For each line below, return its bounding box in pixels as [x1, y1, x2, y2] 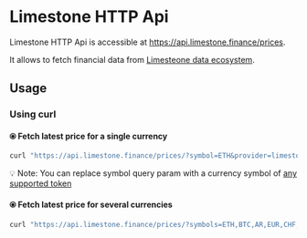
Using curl [9, 108, 57, 120]
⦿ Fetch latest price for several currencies [9, 199, 174, 210]
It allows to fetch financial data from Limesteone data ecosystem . [9, 54, 256, 65]
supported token [9, 178, 72, 189]
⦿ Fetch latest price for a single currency [9, 130, 168, 141]
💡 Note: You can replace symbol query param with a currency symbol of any [9, 168, 297, 179]
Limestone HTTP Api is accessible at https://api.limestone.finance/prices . [9, 36, 286, 47]
